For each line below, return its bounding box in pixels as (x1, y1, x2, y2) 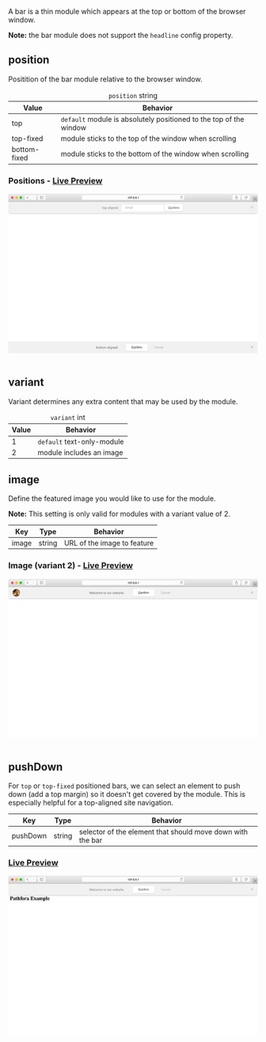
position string (108, 90, 158, 100)
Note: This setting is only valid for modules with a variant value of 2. (8, 510, 231, 519)
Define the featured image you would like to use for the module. (8, 494, 216, 503)
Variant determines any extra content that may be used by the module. (8, 396, 238, 406)
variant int (50, 413, 85, 422)
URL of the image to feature (63, 538, 154, 548)
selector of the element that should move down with (78, 827, 248, 836)
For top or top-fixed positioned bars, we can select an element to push (8, 781, 241, 790)
